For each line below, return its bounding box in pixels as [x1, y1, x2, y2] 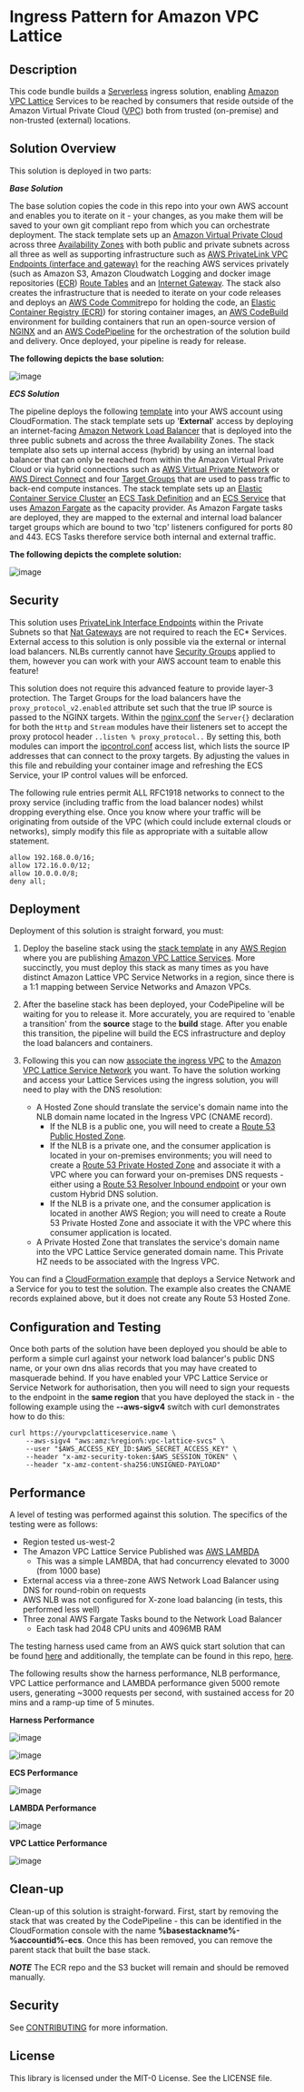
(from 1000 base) [35, 1565, 102, 1576]
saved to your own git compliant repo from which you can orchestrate [9, 220, 270, 231]
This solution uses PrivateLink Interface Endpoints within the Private [9, 617, 264, 627]
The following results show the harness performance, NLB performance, [9, 1668, 280, 1679]
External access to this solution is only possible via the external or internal [9, 636, 287, 646]
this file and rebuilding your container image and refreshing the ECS [9, 760, 263, 771]
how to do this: [9, 1411, 65, 1422]
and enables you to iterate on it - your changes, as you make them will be [9, 210, 284, 221]
